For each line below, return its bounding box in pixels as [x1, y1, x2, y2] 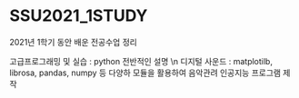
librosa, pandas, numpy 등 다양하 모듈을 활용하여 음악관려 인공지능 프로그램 [9, 67, 282, 78]
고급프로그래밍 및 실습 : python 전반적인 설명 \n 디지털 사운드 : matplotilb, [9, 55, 273, 66]
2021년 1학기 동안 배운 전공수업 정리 [9, 36, 138, 47]
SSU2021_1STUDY [9, 5, 148, 26]
